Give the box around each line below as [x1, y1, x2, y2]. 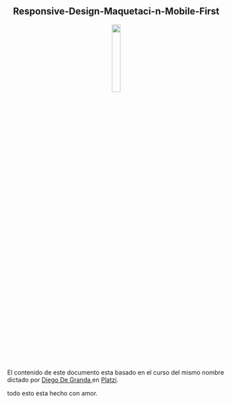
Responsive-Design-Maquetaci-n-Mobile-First [12, 6, 220, 17]
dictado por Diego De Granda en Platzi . [7, 375, 119, 384]
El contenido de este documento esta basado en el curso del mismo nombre [7, 368, 225, 377]
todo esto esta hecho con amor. [7, 388, 98, 397]
